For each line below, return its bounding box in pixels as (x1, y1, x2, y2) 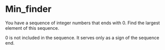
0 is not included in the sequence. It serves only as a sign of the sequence (5, 35, 159, 41)
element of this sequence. (5, 25, 59, 31)
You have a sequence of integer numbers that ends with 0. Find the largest (5, 20, 160, 26)
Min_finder (5, 3, 52, 15)
